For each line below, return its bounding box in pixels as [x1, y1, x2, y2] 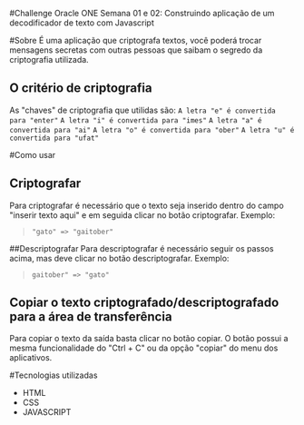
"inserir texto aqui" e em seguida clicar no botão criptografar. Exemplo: [9, 209, 275, 221]
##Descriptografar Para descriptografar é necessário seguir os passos [9, 242, 274, 253]
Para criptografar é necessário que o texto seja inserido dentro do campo [9, 200, 284, 211]
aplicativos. [9, 352, 53, 363]
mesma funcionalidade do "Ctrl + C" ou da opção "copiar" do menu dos [9, 342, 279, 353]
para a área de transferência [9, 309, 172, 325]
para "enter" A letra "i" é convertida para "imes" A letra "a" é [9, 115, 262, 125]
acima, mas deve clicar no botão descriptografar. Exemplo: [9, 252, 230, 263]
